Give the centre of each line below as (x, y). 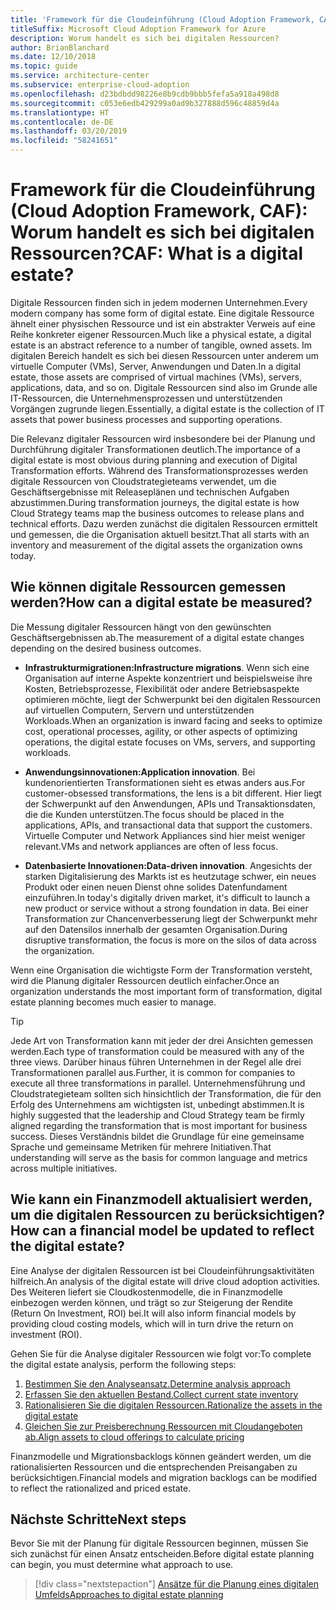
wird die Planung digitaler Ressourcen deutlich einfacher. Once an (145, 980)
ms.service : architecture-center (80, 76)
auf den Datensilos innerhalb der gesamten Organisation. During (156, 929)
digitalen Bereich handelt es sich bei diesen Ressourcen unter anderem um (165, 355)
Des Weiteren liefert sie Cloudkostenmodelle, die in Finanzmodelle (146, 1292)
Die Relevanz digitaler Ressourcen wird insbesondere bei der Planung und (163, 438)
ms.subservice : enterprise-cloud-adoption (100, 85)
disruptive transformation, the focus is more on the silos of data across (170, 940)
